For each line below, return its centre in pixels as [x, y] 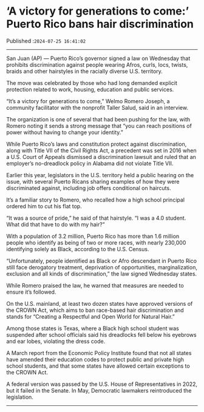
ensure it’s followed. [31, 292]
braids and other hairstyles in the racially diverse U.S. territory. [84, 71]
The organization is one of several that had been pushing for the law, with [98, 119]
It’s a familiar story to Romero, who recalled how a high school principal [96, 200]
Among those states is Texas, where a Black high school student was [93, 328]
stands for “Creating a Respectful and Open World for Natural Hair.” [90, 316]
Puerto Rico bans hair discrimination [100, 24]
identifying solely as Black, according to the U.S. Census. [78, 249]
